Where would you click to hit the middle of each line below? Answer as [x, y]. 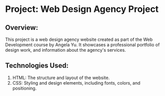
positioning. [24, 88]
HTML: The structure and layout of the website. [61, 78]
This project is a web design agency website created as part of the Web [79, 39]
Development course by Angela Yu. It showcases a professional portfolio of [82, 45]
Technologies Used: [37, 66]
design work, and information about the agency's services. [66, 50]
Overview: [22, 28]
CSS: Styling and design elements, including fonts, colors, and [76, 83]
